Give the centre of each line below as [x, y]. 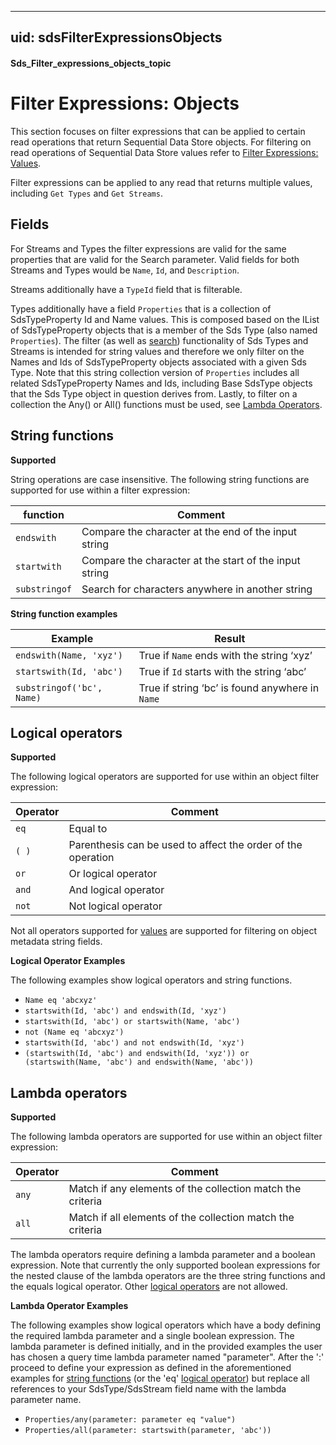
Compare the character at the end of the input [189, 531]
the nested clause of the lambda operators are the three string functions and [168, 1276]
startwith [38, 566]
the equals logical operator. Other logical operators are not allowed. [149, 1287]
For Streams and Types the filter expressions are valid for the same [148, 248]
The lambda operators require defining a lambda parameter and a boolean [163, 1255]
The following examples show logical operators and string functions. [151, 980]
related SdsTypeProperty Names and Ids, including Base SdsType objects [161, 383]
